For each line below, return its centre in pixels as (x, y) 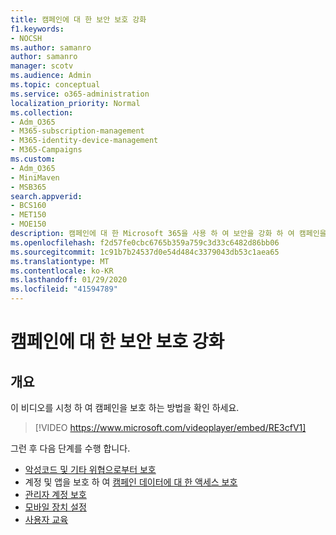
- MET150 (28, 215)
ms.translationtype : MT (60, 261)
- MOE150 (28, 224)
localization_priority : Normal (75, 103)
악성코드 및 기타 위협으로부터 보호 (90, 469)
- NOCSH (26, 38)
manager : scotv (42, 66)
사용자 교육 (46, 519)
